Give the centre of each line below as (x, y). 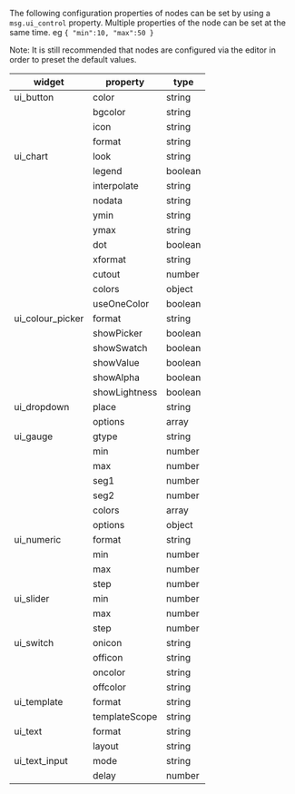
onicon (107, 643)
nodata (107, 201)
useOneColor (121, 304)
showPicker (118, 333)
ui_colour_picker (49, 319)
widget (49, 82)
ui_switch (34, 643)
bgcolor (109, 112)
